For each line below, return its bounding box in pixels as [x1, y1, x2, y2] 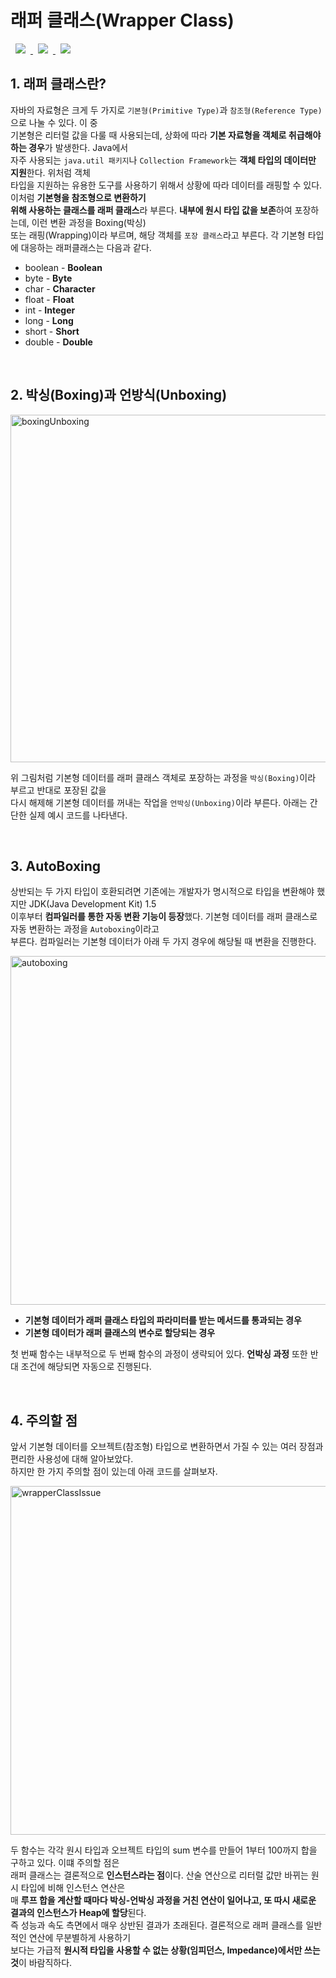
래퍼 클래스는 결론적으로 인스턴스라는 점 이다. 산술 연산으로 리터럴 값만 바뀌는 [10, 1869, 309, 1881]
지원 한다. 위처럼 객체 [10, 166, 91, 178]
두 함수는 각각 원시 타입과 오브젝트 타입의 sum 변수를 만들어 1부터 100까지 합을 [10, 1844, 318, 1856]
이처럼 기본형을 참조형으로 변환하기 [10, 191, 147, 203]
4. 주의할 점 [10, 1412, 78, 1429]
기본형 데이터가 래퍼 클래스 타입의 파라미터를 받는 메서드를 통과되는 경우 [24, 1314, 302, 1326]
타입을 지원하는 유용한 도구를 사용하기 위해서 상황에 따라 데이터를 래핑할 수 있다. [10, 179, 323, 191]
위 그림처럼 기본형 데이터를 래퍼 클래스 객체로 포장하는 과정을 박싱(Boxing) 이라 [10, 771, 317, 783]
